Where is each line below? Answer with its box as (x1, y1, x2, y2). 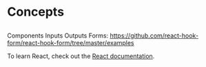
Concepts (7, 4, 64, 20)
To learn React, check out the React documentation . (7, 52, 155, 60)
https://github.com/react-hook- (110, 31, 198, 40)
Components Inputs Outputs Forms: (7, 31, 109, 40)
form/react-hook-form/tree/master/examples (7, 38, 134, 46)
